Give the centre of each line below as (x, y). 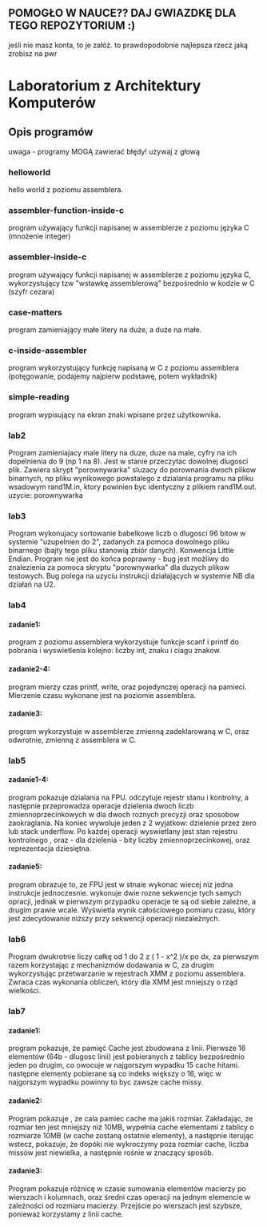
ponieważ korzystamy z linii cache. (66, 1214)
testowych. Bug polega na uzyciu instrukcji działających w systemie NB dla (132, 576)
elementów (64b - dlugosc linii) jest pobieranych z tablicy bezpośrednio (127, 1057)
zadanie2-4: (29, 668)
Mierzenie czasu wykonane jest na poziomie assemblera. (102, 695)
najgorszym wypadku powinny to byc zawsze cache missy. (106, 1082)
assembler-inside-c (48, 257)
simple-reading (39, 397)
